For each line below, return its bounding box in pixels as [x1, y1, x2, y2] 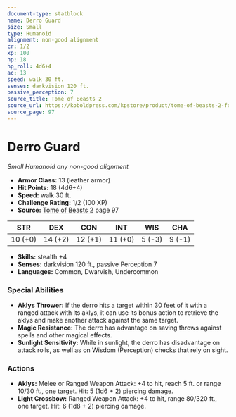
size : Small [7, 23, 42, 30]
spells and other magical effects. [17, 330, 112, 339]
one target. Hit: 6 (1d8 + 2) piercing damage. [17, 402, 146, 411]
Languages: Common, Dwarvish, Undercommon [17, 267, 159, 275]
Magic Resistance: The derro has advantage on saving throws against [17, 323, 222, 332]
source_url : [7, 102, 42, 109]
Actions [7, 363, 35, 373]
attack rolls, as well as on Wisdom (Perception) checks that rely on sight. [17, 346, 228, 354]
